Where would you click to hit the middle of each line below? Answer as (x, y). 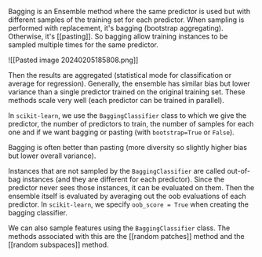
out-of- (239, 171)
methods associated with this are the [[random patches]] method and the (126, 236)
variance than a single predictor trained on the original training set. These (127, 92)
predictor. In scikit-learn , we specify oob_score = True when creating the (129, 204)
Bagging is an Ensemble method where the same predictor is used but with (129, 11)
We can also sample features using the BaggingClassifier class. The (119, 228)
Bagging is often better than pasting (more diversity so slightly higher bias (127, 147)
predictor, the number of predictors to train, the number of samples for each (131, 124)
